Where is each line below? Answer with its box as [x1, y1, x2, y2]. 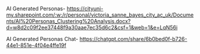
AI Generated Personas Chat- [6, 36, 79, 42]
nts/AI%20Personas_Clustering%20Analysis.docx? [6, 18, 131, 24]
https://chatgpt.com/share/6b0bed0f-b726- [79, 36, 187, 42]
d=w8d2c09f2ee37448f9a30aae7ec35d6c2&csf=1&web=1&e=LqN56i [6, 24, 178, 31]
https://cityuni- [66, 5, 104, 12]
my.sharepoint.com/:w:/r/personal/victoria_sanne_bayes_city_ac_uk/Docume [6, 11, 194, 18]
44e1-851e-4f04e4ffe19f [6, 42, 67, 49]
